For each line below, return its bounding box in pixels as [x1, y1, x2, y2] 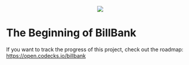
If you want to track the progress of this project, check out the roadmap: [6, 45, 184, 53]
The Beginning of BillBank [6, 26, 137, 40]
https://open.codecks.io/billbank [6, 52, 86, 59]
